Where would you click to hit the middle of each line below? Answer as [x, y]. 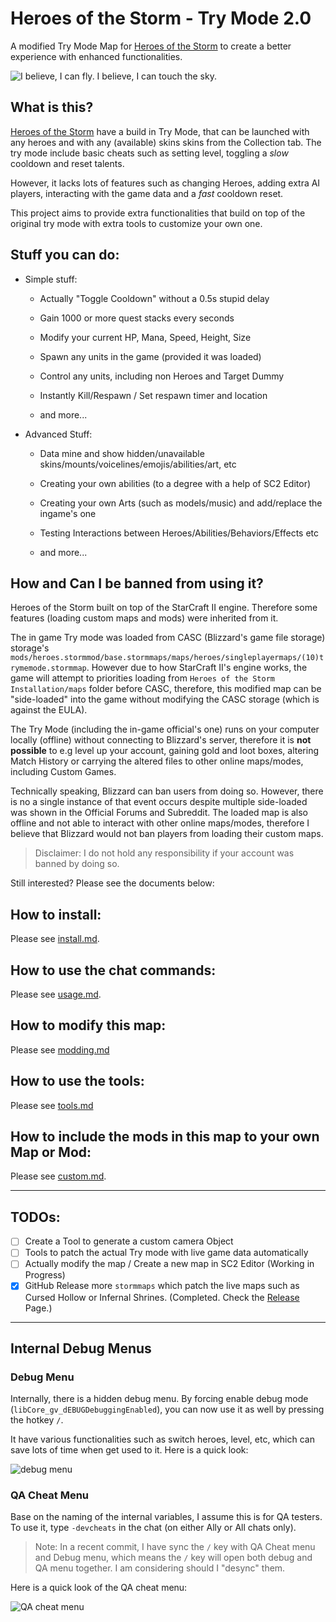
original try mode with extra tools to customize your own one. [136, 223]
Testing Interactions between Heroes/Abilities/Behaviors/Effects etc [179, 533]
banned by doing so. [77, 864]
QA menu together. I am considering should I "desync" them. [160, 1568]
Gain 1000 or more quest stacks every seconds [137, 318]
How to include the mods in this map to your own [165, 1137]
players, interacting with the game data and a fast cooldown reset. [147, 193]
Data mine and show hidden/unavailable [122, 453]
